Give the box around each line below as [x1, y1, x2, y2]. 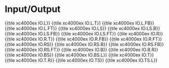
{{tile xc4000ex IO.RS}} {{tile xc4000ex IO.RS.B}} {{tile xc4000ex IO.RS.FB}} [5, 41, 164, 47]
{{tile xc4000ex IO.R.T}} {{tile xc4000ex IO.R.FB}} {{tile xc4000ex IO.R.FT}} [5, 36, 162, 42]
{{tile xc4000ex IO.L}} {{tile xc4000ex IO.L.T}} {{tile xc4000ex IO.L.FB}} [5, 20, 155, 26]
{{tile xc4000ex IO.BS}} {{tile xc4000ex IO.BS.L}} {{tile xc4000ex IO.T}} [5, 51, 154, 58]
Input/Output [5, 3, 61, 15]
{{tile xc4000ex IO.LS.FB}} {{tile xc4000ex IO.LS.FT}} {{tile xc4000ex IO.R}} [5, 30, 163, 36]
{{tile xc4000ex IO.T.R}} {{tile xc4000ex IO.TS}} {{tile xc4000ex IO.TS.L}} [5, 57, 158, 63]
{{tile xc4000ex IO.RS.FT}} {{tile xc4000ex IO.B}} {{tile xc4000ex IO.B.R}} [5, 46, 159, 52]
